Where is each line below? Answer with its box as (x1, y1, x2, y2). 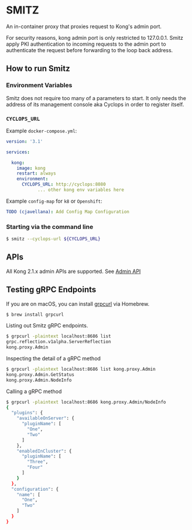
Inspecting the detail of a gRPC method (6, 355, 101, 362)
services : (6, 149, 30, 155)
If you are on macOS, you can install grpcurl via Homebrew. (6, 300, 150, 307)
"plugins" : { (11, 410, 43, 416)
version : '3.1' (6, 138, 43, 144)
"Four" (27, 464, 43, 470)
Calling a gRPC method (6, 388, 62, 395)
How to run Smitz (6, 64, 70, 74)
